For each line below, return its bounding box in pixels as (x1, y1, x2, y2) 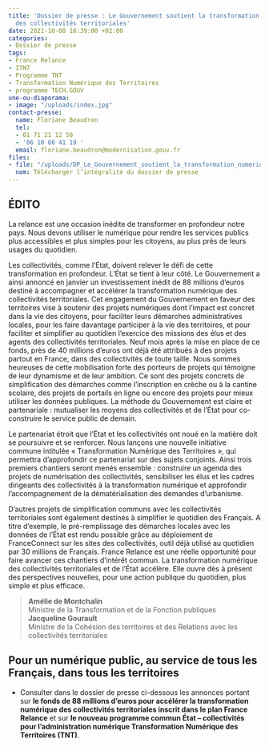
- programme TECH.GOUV (8, 86, 84, 95)
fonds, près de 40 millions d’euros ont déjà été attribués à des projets (8, 345, 238, 355)
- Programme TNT (8, 71, 62, 79)
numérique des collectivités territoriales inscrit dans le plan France (19, 705, 248, 714)
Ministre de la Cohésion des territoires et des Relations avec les (27, 622, 238, 632)
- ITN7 (8, 64, 30, 72)
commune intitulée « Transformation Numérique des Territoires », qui (8, 446, 236, 455)
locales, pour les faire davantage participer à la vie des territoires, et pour (8, 320, 251, 329)
